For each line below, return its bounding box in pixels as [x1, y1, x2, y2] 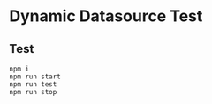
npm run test [9, 80, 57, 89]
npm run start [9, 72, 62, 81]
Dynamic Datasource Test [9, 6, 203, 26]
